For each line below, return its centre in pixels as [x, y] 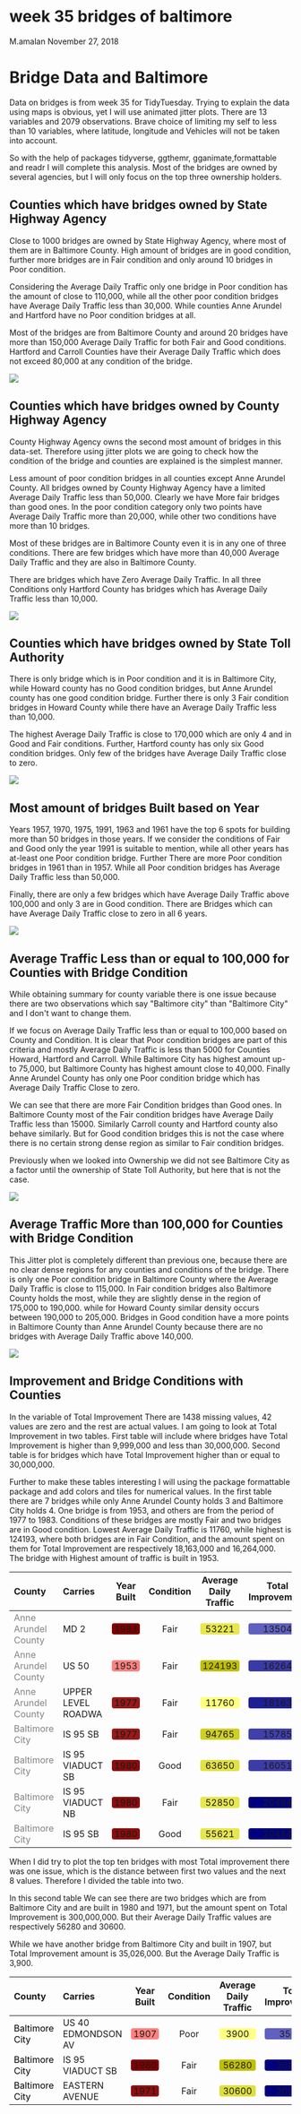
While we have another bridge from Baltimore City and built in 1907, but [140, 1944]
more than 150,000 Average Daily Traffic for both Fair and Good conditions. [148, 341]
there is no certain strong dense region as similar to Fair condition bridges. [147, 1143]
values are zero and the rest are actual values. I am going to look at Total [143, 1426]
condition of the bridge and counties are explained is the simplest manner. [146, 461]
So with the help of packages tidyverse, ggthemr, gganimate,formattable [143, 158]
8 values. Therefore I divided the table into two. [96, 1880]
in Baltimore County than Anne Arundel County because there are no [136, 1326]
